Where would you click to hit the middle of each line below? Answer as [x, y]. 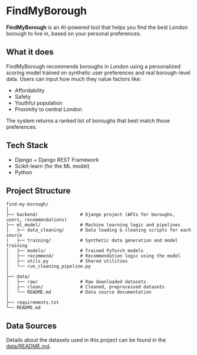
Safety [23, 96]
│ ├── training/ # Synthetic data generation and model [92, 240]
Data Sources [32, 326]
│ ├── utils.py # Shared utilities [67, 261]
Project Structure [38, 190]
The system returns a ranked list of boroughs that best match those [88, 120]
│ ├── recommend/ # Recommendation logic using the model [93, 256]
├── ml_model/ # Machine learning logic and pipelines [93, 225]
